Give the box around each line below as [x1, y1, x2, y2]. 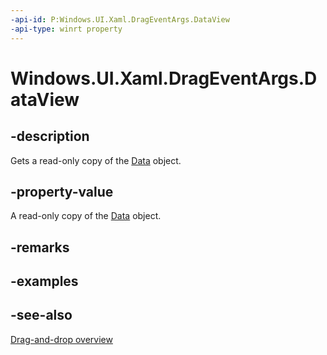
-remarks [10, 239, 70, 256]
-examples [10, 273, 79, 290]
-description [10, 128, 90, 145]
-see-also [10, 307, 73, 324]
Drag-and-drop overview [10, 333, 113, 345]
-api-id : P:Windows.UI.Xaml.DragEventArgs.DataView [10, 14, 230, 25]
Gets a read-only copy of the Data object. [10, 154, 182, 166]
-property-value [10, 183, 114, 200]
